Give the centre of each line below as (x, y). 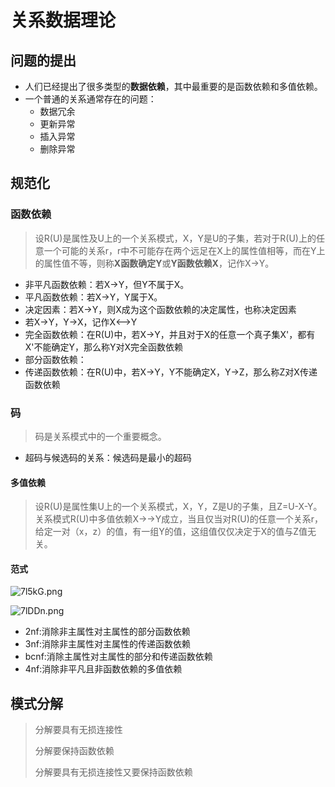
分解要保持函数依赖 (74, 751)
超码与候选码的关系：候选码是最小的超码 (108, 457)
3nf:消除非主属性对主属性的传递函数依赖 (107, 644)
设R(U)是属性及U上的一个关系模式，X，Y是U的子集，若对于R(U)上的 (175, 238)
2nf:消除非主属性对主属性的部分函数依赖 (107, 632)
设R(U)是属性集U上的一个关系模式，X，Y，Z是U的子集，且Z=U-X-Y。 (178, 507)
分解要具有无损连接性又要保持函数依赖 (113, 772)
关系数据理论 (63, 20)
